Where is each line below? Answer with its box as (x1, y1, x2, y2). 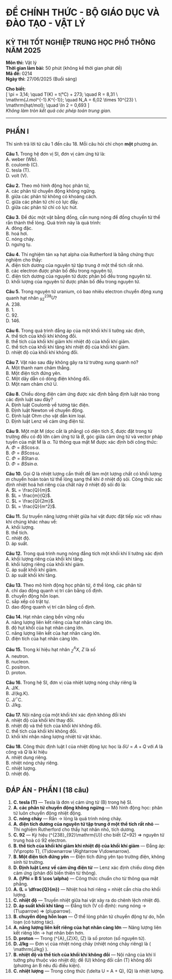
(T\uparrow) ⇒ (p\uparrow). (13, 908, 72, 914)
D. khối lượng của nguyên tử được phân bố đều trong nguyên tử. (6, 278, 141, 284)
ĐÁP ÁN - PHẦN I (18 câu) (6, 785, 89, 794)
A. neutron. (6, 653, 30, 659)
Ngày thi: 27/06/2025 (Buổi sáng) (6, 76, 78, 82)
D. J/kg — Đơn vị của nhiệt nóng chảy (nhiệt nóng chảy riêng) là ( (13, 941, 151, 947)
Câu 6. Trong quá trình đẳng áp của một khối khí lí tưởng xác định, (6, 327, 145, 334)
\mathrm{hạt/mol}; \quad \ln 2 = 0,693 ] (6, 102, 90, 108)
